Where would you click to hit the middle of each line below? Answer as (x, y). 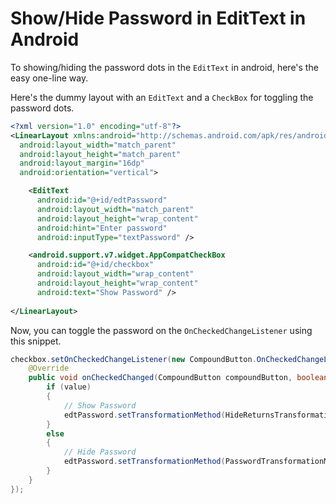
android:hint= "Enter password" (102, 228)
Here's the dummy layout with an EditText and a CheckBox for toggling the (162, 97)
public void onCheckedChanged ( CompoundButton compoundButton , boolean (178, 378)
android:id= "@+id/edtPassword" (102, 200)
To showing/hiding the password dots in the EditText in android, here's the (164, 67)
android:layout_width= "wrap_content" (115, 274)
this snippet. (36, 341)
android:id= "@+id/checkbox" (95, 265)
